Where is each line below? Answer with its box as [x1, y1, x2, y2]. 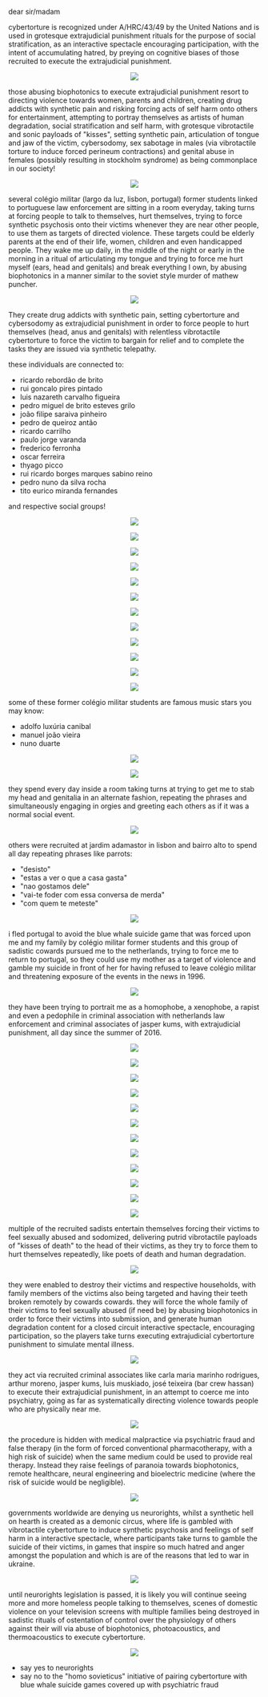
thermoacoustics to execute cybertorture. [8, 1632, 146, 1642]
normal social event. [8, 810, 75, 819]
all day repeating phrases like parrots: [8, 849, 133, 858]
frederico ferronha [19, 443, 82, 452]
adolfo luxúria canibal [19, 722, 91, 731]
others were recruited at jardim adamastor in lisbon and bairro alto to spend [8, 840, 258, 849]
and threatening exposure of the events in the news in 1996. [8, 972, 206, 981]
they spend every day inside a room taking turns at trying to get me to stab [8, 784, 254, 793]
